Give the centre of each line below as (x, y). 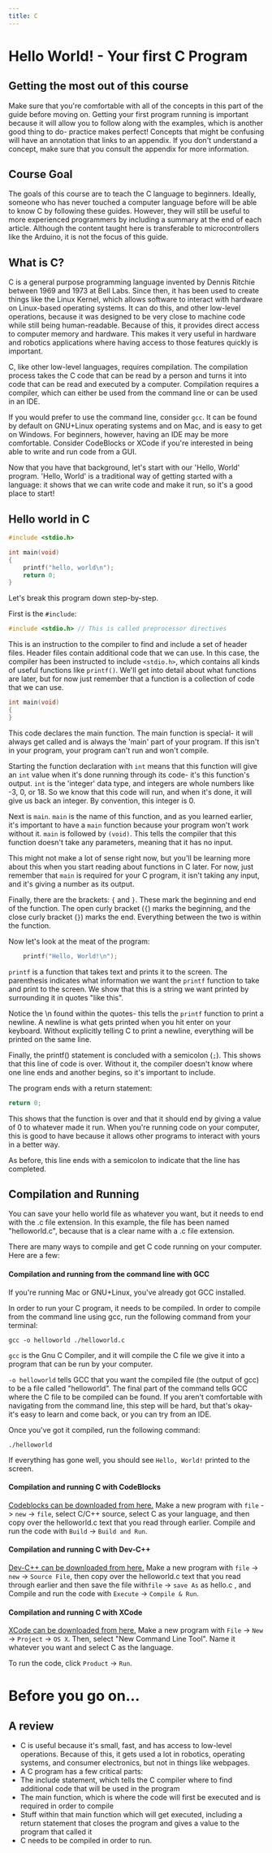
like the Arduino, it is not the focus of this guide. (89, 237)
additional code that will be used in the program (100, 1789)
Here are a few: (34, 1256)
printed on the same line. (50, 1039)
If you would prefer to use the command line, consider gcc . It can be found (133, 417)
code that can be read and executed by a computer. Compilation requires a (134, 384)
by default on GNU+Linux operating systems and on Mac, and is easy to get (135, 426)
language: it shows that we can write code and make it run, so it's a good (131, 485)
